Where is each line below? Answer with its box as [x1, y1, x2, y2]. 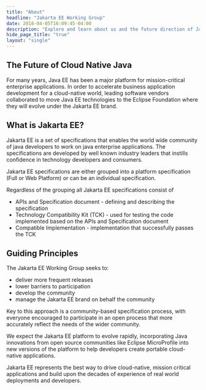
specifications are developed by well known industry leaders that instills [6, 149, 188, 157]
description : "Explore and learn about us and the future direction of [6, 26, 193, 32]
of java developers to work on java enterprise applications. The [6, 143, 166, 150]
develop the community [15, 289, 75, 297]
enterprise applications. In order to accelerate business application [6, 83, 175, 90]
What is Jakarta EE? [6, 120, 85, 130]
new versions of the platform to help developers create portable [6, 345, 168, 353]
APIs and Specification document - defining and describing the [15, 198, 175, 205]
